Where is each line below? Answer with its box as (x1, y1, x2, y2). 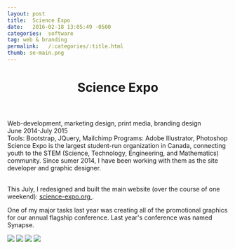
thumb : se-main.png (7, 50, 65, 57)
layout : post (7, 10, 46, 18)
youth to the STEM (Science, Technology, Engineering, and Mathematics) (7, 149, 220, 158)
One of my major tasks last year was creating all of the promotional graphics (7, 206, 228, 215)
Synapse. (7, 221, 35, 229)
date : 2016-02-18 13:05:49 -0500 (7, 23, 112, 30)
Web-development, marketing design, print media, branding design (7, 119, 201, 128)
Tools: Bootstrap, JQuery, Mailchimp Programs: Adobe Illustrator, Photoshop (7, 134, 228, 142)
